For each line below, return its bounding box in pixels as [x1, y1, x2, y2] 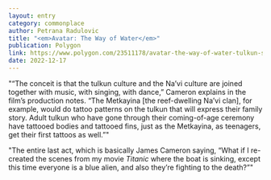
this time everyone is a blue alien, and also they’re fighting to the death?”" [8, 162, 254, 172]
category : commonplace [8, 19, 85, 27]
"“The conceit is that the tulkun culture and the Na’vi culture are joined [8, 78, 243, 88]
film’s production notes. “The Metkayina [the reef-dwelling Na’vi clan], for [8, 96, 252, 105]
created [8, 153, 35, 163]
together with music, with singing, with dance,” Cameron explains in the [8, 87, 247, 96]
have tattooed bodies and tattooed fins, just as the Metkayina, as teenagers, [8, 121, 261, 131]
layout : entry [8, 11, 56, 20]
